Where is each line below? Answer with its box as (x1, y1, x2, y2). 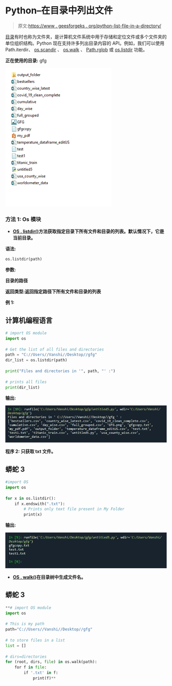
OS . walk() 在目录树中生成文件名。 (12, 574, 86, 580)
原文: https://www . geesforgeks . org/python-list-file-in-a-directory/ (17, 23, 161, 29)
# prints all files (5, 379, 47, 384)
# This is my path (5, 621, 45, 627)
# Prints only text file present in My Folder (24, 506, 125, 512)
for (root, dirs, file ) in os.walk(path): (5, 659, 97, 664)
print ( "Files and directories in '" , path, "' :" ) (5, 368, 116, 374)
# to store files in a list (5, 638, 66, 643)
